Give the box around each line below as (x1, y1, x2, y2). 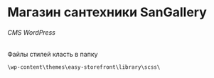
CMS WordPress (7, 28, 55, 36)
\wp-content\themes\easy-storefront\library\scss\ (7, 64, 161, 71)
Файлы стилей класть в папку (7, 50, 98, 59)
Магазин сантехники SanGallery (7, 4, 208, 21)
